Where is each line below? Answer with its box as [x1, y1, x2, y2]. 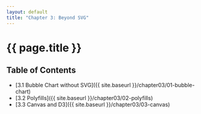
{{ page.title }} [6, 41, 82, 55]
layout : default [6, 9, 48, 15]
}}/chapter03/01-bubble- [132, 81, 195, 88]
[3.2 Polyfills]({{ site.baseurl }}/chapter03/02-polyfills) [15, 94, 153, 101]
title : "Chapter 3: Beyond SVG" [6, 15, 89, 21]
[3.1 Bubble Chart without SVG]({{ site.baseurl [15, 81, 131, 88]
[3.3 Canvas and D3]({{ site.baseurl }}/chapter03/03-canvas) [15, 101, 170, 108]
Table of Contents [6, 65, 77, 76]
